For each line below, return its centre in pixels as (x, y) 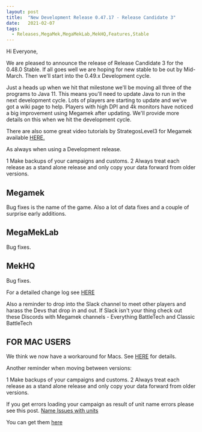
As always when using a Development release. (64, 149)
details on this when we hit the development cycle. (69, 120)
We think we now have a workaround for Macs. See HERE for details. (91, 357)
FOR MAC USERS (38, 342)
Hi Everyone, (22, 51)
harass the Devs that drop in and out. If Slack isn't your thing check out (94, 310)
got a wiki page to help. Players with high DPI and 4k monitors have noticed (100, 107)
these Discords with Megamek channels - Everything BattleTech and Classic (101, 316)
